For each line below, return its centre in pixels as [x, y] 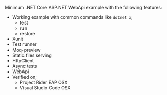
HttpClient [23, 61]
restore [27, 33]
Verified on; [24, 77]
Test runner [24, 44]
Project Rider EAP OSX [44, 82]
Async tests [25, 66]
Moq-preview [26, 50]
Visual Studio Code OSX [45, 88]
